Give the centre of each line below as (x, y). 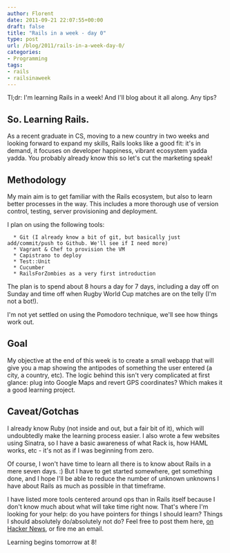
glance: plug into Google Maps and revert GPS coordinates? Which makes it (115, 382)
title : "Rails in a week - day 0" (57, 33)
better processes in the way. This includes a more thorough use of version (113, 204)
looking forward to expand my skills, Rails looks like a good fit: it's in (104, 143)
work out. (21, 322)
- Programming (28, 59)
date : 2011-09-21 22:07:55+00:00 (55, 20)
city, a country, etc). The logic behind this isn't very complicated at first (109, 375)
